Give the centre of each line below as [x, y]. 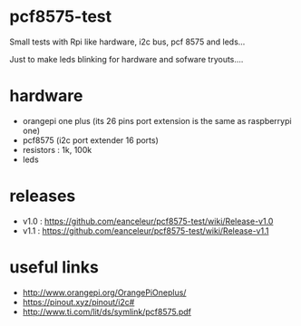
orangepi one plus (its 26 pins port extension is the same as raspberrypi [157, 120]
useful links [54, 267]
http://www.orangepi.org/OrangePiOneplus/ [104, 292]
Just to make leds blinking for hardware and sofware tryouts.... [126, 59]
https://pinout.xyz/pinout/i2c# [78, 302]
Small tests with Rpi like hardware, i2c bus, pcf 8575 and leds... [127, 42]
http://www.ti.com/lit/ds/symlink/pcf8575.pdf [107, 312]
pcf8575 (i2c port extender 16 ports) [90, 140]
